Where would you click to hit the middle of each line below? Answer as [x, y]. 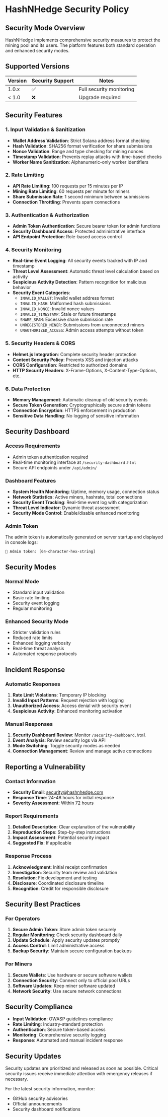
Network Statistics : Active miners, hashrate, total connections [77, 497]
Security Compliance [39, 1006]
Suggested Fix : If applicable [42, 843]
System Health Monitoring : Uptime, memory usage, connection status [86, 492]
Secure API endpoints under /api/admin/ [55, 467]
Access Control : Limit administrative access [58, 946]
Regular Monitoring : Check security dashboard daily [67, 935]
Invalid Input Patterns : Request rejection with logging [68, 700]
